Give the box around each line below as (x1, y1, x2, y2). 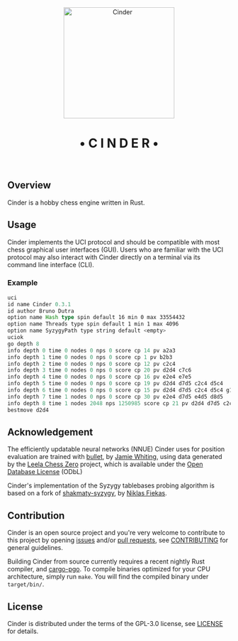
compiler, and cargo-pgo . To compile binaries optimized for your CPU (7, 565, 211, 573)
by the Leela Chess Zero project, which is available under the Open (7, 460, 203, 468)
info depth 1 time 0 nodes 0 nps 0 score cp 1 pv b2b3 (7, 353, 173, 361)
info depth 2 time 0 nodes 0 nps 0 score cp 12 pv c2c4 (7, 360, 176, 367)
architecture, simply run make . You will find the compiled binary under (7, 572, 209, 581)
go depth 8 (7, 340, 40, 348)
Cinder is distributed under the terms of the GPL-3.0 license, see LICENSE (7, 620, 223, 628)
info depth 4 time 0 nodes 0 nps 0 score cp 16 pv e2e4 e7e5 (7, 373, 192, 381)
